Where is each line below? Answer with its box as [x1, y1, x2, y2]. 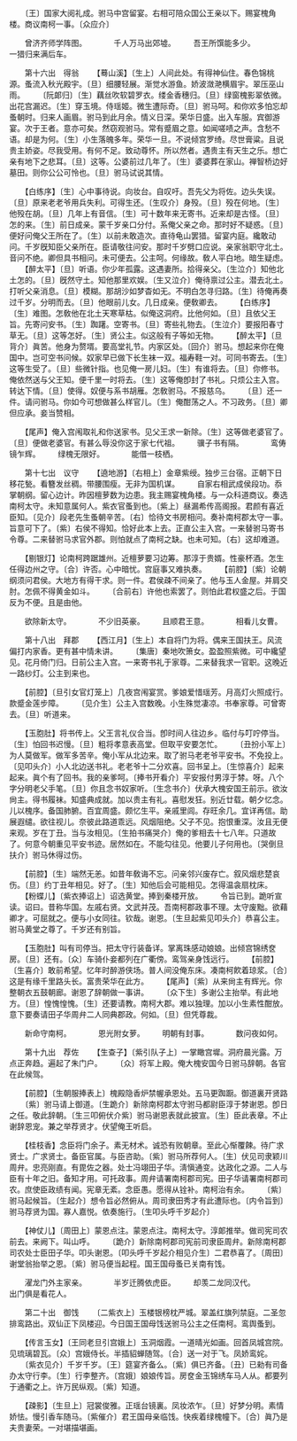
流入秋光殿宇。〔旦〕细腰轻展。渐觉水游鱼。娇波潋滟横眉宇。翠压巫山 [32, 79, 285, 89]
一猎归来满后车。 [9, 49, 72, 59]
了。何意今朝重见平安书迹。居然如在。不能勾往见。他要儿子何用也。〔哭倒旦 [9, 838, 285, 849]
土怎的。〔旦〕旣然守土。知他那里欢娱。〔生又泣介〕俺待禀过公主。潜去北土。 [9, 275, 288, 285]
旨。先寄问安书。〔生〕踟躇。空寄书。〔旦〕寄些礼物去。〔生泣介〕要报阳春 [9, 319, 277, 330]
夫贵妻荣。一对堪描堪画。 [9, 1422, 103, 1433]
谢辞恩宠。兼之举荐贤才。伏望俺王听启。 [9, 1121, 156, 1132]
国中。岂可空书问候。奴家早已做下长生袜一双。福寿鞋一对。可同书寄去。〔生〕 [9, 353, 288, 362]
